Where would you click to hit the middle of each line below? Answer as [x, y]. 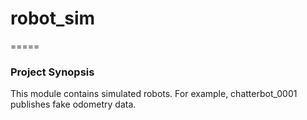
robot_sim [53, 18]
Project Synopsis [52, 72]
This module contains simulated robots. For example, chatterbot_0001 [154, 94]
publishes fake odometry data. [73, 104]
